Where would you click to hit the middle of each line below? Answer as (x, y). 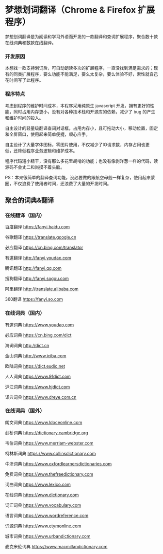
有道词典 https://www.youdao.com (40, 325)
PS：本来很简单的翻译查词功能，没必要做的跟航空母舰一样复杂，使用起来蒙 (80, 177)
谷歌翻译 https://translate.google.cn (41, 237)
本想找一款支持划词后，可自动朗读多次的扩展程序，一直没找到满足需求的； (79, 68)
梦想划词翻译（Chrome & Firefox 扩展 (80, 10)
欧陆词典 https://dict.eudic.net (35, 366)
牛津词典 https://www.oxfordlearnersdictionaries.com (58, 463)
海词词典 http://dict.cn (27, 345)
